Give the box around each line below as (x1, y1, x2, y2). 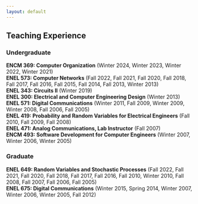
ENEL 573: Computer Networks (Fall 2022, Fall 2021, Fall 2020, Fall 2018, (6, 75, 187, 82)
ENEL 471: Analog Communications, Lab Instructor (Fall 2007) (6, 125, 161, 132)
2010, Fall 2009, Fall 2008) (6, 119, 71, 126)
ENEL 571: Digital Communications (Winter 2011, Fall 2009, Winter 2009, (6, 100, 185, 107)
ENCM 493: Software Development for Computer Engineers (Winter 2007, (6, 131, 191, 138)
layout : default (6, 8, 46, 15)
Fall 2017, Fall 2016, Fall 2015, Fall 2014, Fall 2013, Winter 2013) (6, 81, 159, 88)
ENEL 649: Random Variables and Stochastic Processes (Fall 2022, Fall (6, 165, 184, 173)
